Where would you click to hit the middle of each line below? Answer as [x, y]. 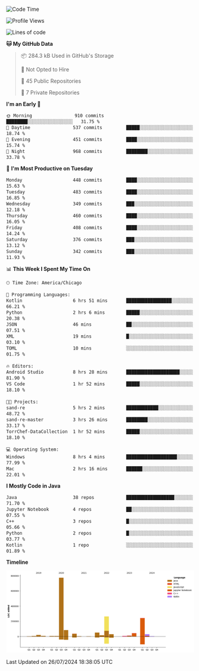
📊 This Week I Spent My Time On [48, 269]
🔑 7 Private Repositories [50, 93]
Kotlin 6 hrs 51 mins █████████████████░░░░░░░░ [100, 301]
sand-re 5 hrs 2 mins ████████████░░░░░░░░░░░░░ [100, 408]
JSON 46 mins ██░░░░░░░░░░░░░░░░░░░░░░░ [100, 324]
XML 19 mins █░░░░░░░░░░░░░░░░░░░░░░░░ [100, 336]
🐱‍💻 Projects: [22, 402]
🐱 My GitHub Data [30, 44]
